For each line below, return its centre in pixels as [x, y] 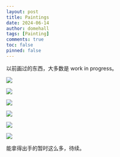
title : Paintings [28, 17]
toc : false [20, 45]
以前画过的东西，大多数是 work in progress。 [62, 68]
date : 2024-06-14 [28, 23]
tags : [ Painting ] [28, 34]
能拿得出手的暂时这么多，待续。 [45, 148]
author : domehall [28, 28]
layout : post [22, 12]
